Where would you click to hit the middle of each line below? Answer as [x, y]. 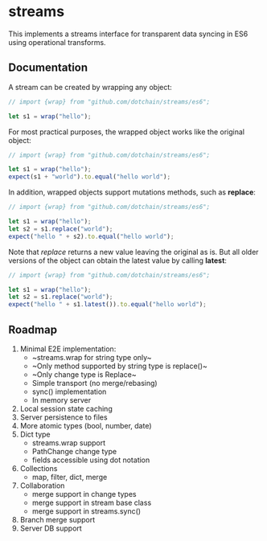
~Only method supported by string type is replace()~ [119, 366]
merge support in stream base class [92, 502]
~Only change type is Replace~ [84, 374]
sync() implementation [69, 391]
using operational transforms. [57, 42]
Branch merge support [57, 519]
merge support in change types [84, 494]
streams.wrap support [69, 443]
